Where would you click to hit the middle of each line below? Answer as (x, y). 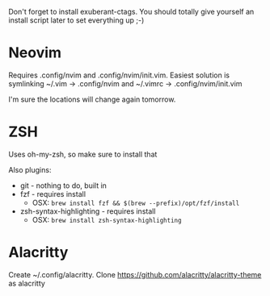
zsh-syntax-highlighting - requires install (88, 211)
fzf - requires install (53, 194)
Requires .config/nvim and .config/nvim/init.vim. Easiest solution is (119, 75)
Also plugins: (30, 169)
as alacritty (27, 283)
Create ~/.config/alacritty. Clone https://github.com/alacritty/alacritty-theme (135, 274)
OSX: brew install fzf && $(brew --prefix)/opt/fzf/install (136, 202)
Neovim (35, 53)
